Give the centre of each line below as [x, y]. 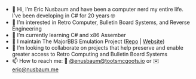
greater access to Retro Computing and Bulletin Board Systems [90, 54]
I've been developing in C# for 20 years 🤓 [63, 16]
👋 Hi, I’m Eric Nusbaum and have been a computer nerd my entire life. [98, 9]
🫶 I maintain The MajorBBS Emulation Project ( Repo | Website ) [88, 41]
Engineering [27, 29]
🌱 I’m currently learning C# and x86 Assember [69, 35]
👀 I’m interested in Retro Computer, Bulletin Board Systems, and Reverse [101, 22]
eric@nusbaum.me [35, 69]
